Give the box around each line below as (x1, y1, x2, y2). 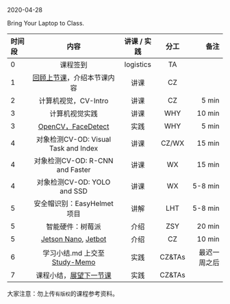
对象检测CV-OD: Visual (36, 135, 112, 144)
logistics (124, 60, 152, 69)
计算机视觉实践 (49, 109, 98, 118)
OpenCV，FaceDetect (38, 122, 110, 131)
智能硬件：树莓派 (46, 222, 101, 231)
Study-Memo (51, 257, 96, 266)
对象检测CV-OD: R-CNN (34, 156, 114, 165)
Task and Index (49, 144, 99, 153)
